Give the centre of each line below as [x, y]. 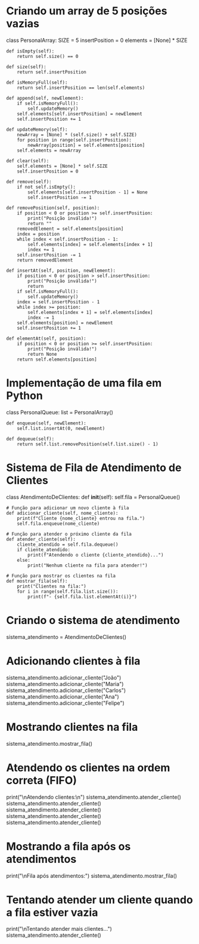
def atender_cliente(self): [41, 539]
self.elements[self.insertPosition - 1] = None [88, 192]
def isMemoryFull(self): [37, 82]
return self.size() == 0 [48, 56]
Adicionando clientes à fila [73, 661]
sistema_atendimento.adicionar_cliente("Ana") [63, 696]
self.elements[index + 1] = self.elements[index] [90, 312]
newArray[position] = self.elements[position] [86, 145]
